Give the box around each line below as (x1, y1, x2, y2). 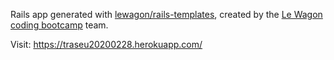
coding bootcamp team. (10, 19, 109, 31)
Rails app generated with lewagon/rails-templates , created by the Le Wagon (10, 9, 323, 20)
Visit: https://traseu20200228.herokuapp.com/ (10, 39, 203, 50)
